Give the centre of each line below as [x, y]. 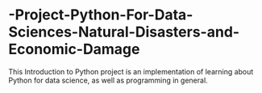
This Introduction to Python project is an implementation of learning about [131, 71]
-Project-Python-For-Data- [101, 15]
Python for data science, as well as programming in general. [108, 80]
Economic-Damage [74, 49]
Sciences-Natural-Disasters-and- [124, 32]
